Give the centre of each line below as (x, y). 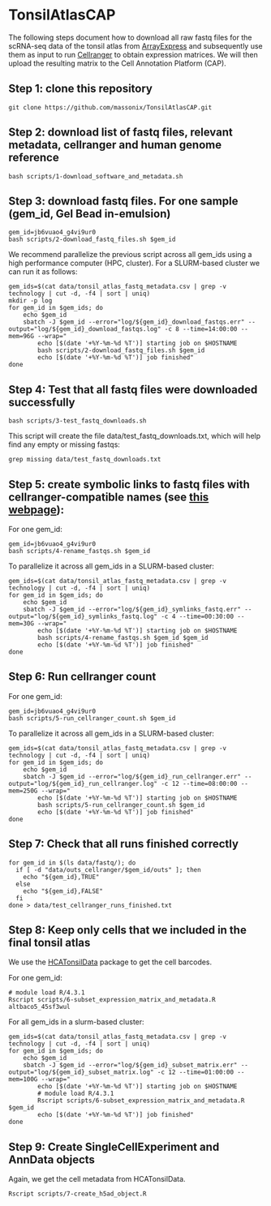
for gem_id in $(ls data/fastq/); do (72, 863)
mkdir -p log (30, 301)
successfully (42, 402)
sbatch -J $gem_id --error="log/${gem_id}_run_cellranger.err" (132, 776)
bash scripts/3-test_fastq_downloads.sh (78, 421)
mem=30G (22, 624)
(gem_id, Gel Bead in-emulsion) (90, 214)
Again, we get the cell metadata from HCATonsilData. (97, 1179)
